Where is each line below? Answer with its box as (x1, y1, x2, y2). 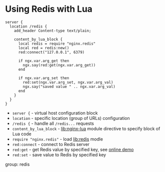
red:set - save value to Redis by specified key (12, 151, 106, 158)
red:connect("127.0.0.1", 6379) (18, 50, 85, 55)
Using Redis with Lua (5, 3, 93, 15)
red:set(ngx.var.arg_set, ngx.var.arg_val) (23, 80, 113, 85)
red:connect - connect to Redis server (12, 141, 90, 147)
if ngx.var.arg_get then (18, 58, 69, 63)
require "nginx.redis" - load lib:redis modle (12, 136, 103, 142)
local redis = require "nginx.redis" (18, 41, 96, 46)
